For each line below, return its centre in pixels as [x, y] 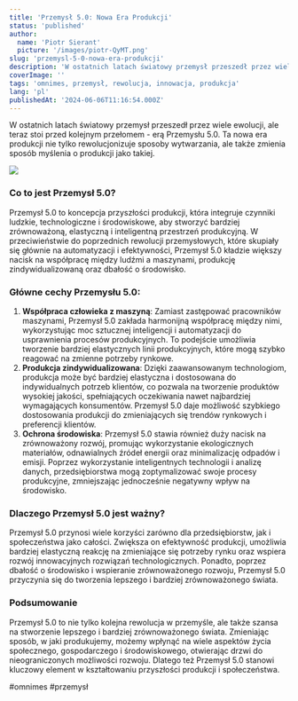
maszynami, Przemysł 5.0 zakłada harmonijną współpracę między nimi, [152, 320]
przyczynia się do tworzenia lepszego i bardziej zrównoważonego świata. [144, 580]
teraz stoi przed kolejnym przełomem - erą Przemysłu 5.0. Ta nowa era [138, 135]
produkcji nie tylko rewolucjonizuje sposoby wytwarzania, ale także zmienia [148, 144]
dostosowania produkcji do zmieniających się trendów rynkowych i [144, 414]
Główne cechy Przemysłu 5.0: [75, 292]
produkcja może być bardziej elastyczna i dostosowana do [129, 377]
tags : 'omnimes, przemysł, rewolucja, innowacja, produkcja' [125, 83]
